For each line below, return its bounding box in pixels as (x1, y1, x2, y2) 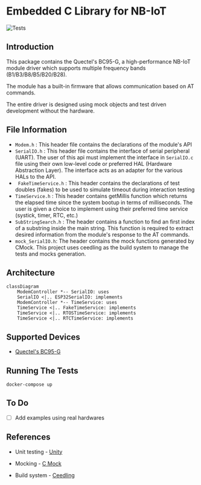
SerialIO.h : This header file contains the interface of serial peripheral (14, 147, 190, 154)
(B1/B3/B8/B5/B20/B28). (6, 71, 68, 78)
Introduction (6, 42, 54, 52)
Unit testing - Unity (14, 448, 63, 455)
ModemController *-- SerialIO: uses (17, 289, 110, 295)
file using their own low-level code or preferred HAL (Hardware (14, 160, 172, 167)
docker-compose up (6, 381, 53, 388)
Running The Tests (6, 365, 78, 376)
